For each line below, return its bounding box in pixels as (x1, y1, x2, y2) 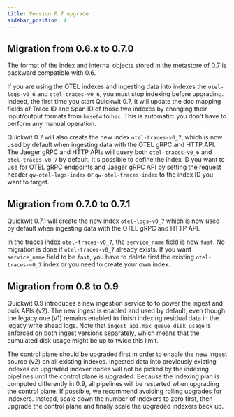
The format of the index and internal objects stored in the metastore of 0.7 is (7, 61, 227, 70)
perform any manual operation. (7, 120, 96, 128)
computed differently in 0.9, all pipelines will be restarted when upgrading (7, 379, 220, 388)
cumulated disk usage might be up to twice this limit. (7, 336, 159, 344)
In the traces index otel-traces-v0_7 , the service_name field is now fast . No (7, 238, 225, 246)
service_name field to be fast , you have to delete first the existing (7, 253, 194, 261)
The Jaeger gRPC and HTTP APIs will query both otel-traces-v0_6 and (7, 148, 212, 156)
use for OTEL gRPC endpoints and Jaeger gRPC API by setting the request (7, 163, 221, 172)
